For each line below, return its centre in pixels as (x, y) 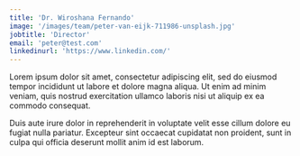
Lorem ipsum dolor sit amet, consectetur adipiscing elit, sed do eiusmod (143, 77)
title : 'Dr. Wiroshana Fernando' (72, 18)
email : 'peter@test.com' (56, 43)
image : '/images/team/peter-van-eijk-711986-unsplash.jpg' (123, 26)
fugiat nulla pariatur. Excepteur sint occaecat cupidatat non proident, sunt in (150, 133)
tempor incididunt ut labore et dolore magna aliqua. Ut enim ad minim (138, 87)
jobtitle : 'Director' (50, 34)
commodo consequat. (50, 106)
